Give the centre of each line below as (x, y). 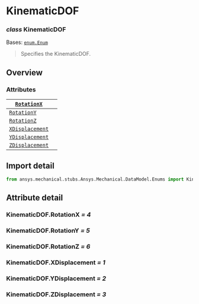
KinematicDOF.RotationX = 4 (49, 215)
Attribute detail (35, 198)
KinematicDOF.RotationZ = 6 (48, 246)
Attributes (21, 89)
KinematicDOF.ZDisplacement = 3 (56, 294)
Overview (25, 72)
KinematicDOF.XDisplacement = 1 (56, 262)
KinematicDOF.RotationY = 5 (48, 231)
